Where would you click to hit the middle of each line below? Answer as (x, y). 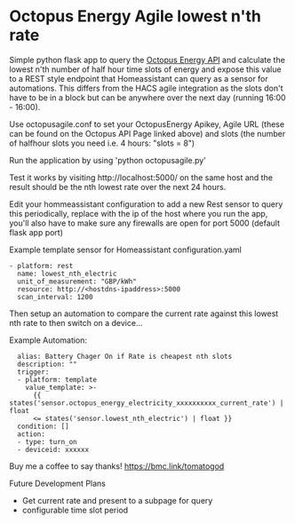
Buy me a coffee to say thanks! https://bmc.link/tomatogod (117, 466)
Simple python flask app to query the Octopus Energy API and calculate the (147, 60)
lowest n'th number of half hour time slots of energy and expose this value (145, 69)
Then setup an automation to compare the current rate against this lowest (144, 314)
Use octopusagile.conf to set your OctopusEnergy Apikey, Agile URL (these (147, 124)
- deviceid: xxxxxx (53, 449)
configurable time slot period (75, 510)
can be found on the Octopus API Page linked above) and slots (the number (147, 133)
